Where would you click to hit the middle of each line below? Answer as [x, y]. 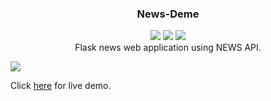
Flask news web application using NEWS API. [168, 48]
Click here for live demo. [61, 86]
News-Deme [168, 14]
